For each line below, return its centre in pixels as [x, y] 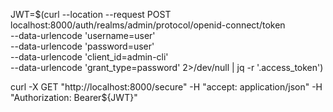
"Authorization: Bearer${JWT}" [74, 97]
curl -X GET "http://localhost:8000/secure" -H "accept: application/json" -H [166, 87]
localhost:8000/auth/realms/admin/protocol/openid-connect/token [148, 25]
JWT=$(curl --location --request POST [91, 14]
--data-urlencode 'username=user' [83, 35]
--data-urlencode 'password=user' [82, 46]
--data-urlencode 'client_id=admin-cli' [89, 57]
